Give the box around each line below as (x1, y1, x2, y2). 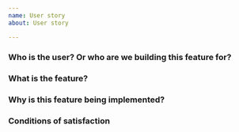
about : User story (8, 19, 69, 27)
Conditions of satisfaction (8, 115, 111, 126)
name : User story (8, 11, 66, 20)
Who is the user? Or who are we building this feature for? (8, 52, 232, 63)
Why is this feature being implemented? (8, 94, 165, 105)
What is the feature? (8, 73, 89, 84)
